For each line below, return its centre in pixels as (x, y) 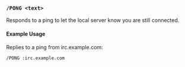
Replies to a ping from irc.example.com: (55, 47)
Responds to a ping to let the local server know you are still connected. (93, 20)
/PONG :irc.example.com (36, 58)
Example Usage (26, 34)
